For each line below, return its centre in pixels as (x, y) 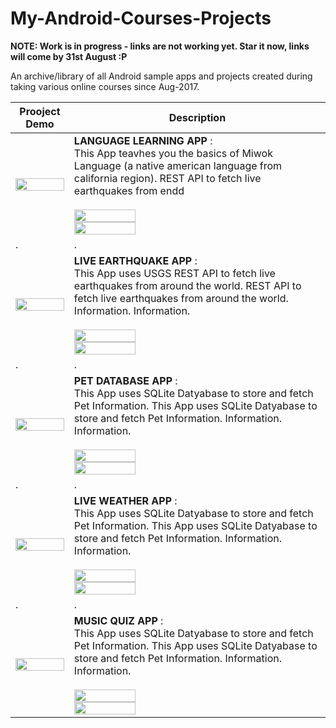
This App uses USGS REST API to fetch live (174, 273)
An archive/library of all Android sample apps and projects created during (161, 76)
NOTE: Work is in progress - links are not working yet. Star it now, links (160, 46)
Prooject (40, 111)
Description (197, 117)
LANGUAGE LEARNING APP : (143, 140)
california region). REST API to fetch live (167, 178)
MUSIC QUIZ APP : (118, 620)
